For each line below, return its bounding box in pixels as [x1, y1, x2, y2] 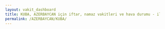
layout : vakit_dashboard [5, 7, 56, 12]
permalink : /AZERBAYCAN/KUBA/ [5, 16, 67, 21]
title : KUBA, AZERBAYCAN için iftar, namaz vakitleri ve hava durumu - [5, 12, 155, 17]
